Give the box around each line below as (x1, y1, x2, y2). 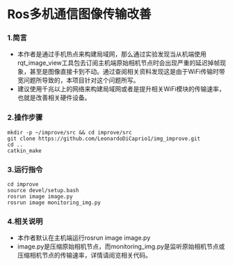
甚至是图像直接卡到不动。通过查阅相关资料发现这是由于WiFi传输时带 (29, 68, 225, 76)
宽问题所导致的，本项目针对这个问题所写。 (17, 76, 140, 84)
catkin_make (7, 147, 42, 154)
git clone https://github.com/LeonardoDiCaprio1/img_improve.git (7, 135, 200, 142)
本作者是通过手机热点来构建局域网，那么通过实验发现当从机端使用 (17, 50, 207, 58)
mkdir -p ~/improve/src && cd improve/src (7, 129, 132, 136)
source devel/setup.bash (7, 187, 79, 194)
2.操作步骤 (7, 113, 43, 123)
